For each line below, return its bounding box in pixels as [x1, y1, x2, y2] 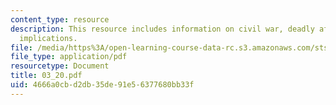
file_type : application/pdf [10, 52, 128, 62]
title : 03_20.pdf [10, 71, 83, 81]
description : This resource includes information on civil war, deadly [10, 24, 315, 34]
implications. [19, 33, 78, 43]
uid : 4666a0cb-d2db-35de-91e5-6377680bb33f [10, 80, 195, 90]
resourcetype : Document [10, 61, 110, 71]
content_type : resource [10, 14, 110, 25]
